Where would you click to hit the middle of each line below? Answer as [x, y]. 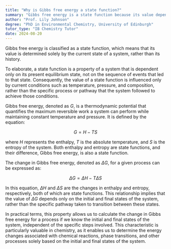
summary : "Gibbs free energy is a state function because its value [79, 15]
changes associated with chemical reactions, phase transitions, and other [82, 236]
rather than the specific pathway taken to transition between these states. [83, 204]
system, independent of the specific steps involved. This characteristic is [82, 225]
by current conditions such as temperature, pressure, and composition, [80, 85]
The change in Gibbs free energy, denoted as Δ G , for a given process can [83, 163]
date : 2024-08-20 [24, 34]
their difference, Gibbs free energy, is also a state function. [67, 153]
